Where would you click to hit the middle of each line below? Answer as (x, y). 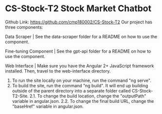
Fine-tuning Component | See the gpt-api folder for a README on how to (78, 51)
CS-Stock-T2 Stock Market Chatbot (78, 9)
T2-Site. (20, 96)
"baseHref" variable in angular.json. (48, 106)
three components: (24, 27)
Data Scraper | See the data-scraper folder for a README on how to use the (81, 37)
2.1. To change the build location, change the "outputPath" (88, 96)
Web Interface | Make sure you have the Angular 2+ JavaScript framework (80, 66)
